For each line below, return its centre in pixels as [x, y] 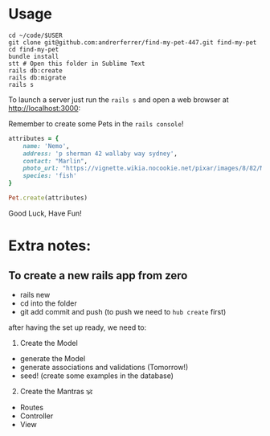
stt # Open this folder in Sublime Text [77, 64]
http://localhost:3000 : [45, 108]
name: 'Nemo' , [46, 146]
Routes [32, 407]
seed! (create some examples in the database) [97, 376]
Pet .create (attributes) [48, 198]
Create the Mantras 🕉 [56, 391]
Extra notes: [50, 246]
